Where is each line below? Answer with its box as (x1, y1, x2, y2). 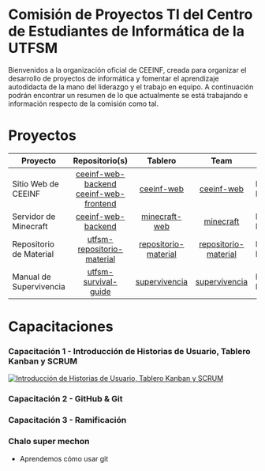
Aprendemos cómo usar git (19, 454, 109, 463)
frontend (84, 198, 117, 209)
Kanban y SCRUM (8, 356, 77, 367)
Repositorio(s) (73, 155, 129, 166)
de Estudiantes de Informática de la (8, 22, 244, 40)
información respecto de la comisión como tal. (8, 99, 159, 108)
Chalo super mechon (8, 436, 90, 447)
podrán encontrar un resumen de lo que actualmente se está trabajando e (8, 90, 248, 100)
